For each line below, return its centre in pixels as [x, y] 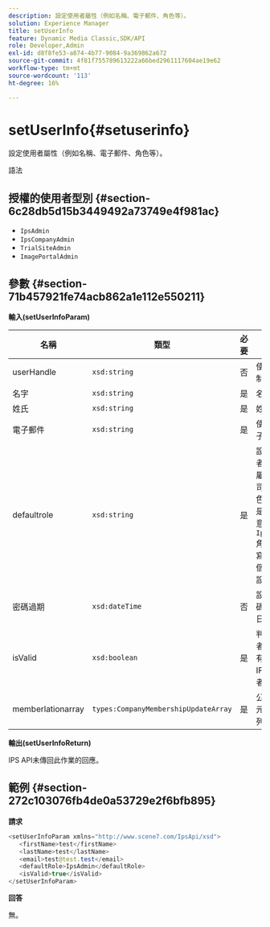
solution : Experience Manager [59, 23]
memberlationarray [48, 709]
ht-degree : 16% [34, 83]
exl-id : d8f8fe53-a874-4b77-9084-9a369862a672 [88, 53]
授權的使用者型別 [51, 198]
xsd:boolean [115, 658]
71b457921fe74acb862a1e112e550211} [107, 297]
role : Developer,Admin [46, 46]
